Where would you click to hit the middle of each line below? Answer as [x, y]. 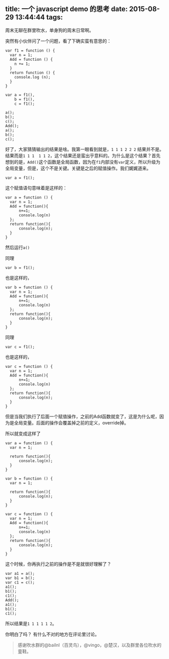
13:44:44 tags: [39, 17]
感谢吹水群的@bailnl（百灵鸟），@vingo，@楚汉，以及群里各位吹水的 [89, 645]
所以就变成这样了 [23, 433]
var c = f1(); [20, 347]
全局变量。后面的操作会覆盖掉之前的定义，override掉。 [71, 422]
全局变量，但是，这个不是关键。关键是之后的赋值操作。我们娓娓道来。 [78, 168]
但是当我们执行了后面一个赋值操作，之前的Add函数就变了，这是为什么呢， [82, 416]
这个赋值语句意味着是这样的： [36, 188]
